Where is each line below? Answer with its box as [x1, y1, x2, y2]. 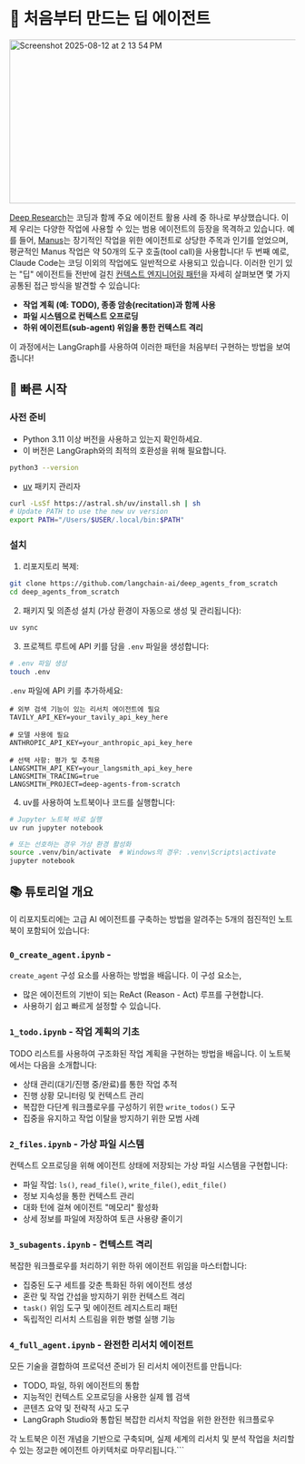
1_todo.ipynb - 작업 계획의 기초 [9, 1026, 140, 1038]
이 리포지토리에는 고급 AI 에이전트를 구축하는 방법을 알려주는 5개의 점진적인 [9, 913, 277, 924]
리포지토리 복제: [22, 561, 79, 572]
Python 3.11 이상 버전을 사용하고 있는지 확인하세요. [22, 433, 202, 445]
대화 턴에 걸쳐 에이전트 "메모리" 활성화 [22, 1202, 159, 1213]
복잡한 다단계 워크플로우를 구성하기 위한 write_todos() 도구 [22, 1101, 236, 1112]
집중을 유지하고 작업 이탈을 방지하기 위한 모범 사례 [22, 1113, 200, 1124]
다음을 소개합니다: [33, 1059, 97, 1070]
